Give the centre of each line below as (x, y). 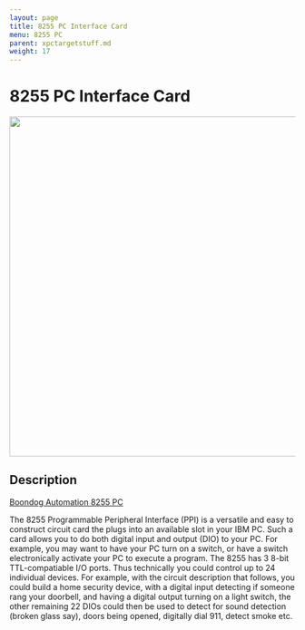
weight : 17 (30, 52)
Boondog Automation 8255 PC (67, 502)
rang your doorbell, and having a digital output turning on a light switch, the (150, 596)
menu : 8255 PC (36, 34)
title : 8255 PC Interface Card (69, 26)
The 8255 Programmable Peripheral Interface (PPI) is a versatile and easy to (152, 519)
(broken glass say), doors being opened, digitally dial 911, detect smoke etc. (151, 615)
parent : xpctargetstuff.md (60, 43)
